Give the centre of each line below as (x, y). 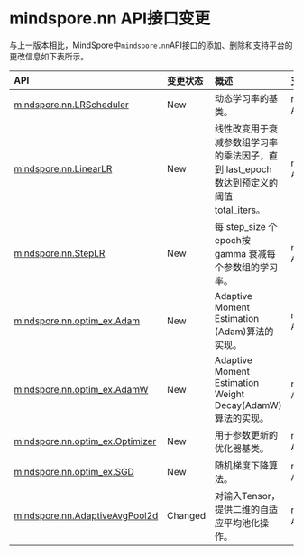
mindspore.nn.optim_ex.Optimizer (85, 441)
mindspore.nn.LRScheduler (71, 105)
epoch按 (233, 240)
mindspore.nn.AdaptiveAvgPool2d (86, 515)
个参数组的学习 (247, 267)
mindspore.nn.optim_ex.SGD (74, 471)
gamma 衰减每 (246, 253)
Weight (230, 394)
